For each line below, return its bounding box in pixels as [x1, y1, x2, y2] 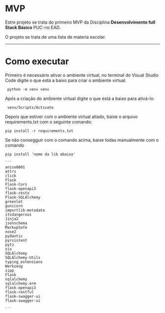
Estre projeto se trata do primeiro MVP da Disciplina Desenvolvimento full [5, 19, 156, 25]
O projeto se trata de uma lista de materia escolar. [5, 34, 106, 40]
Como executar [5, 56, 69, 67]
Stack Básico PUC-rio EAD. [5, 24, 61, 30]
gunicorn [5, 203, 23, 208]
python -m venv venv [7, 87, 50, 92]
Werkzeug [5, 264, 23, 269]
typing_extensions [5, 259, 43, 264]
